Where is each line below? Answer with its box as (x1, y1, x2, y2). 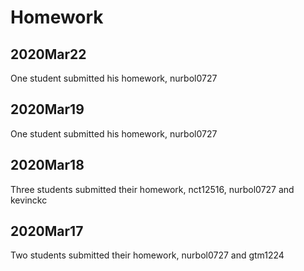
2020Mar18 (10, 157, 85, 174)
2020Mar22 (10, 46, 87, 63)
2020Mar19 (10, 101, 85, 118)
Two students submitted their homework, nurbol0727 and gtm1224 (10, 249, 285, 261)
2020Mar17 (10, 223, 84, 240)
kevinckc (10, 194, 48, 206)
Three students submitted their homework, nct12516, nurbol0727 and (10, 183, 295, 195)
